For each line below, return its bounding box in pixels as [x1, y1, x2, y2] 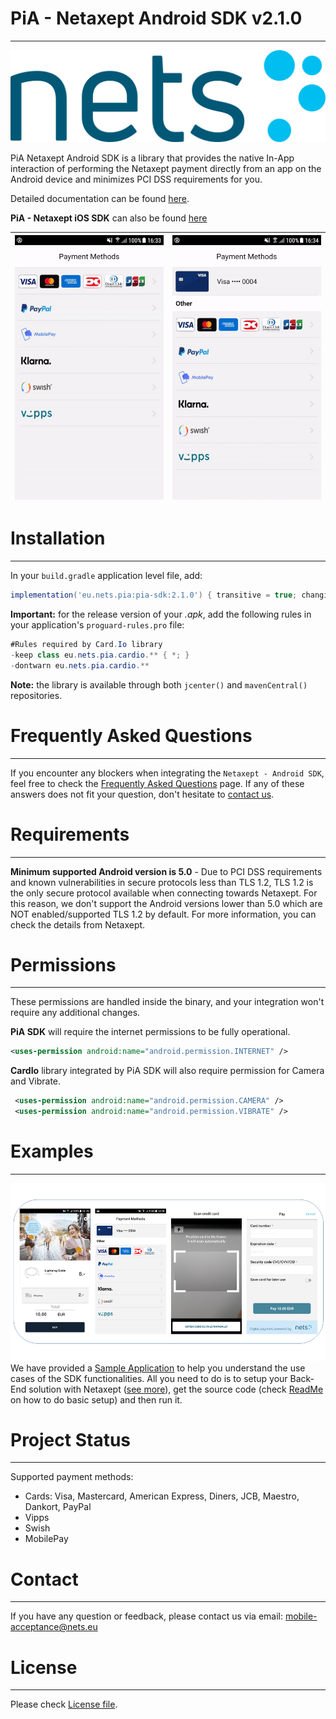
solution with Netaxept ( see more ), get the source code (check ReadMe [28, 1383, 324, 1395]
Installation [10, 527, 106, 550]
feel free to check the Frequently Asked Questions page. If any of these [10, 777, 305, 789]
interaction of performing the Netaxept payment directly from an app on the [10, 163, 322, 175]
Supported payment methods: [10, 1471, 134, 1483]
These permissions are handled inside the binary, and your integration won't [10, 996, 325, 1008]
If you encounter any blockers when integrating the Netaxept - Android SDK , [10, 767, 325, 779]
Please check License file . [10, 1698, 118, 1711]
